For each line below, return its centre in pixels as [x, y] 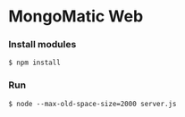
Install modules [42, 45]
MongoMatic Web [76, 17]
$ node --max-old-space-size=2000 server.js [92, 104]
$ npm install [35, 63]
